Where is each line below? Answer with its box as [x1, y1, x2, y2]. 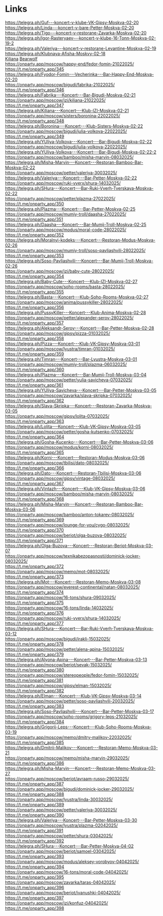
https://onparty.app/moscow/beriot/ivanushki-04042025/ [5, 890, 121, 896]
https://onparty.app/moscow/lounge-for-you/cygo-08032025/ [5, 522, 130, 527]
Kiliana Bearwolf [5, 56, 38, 61]
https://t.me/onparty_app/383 [5, 703, 65, 709]
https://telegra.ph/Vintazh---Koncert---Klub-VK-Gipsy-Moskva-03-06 [5, 486, 146, 491]
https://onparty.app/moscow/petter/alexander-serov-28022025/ [5, 314, 134, 320]
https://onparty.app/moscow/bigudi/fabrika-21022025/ [5, 81, 115, 87]
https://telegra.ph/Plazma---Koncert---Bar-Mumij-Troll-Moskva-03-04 [5, 371, 147, 377]
